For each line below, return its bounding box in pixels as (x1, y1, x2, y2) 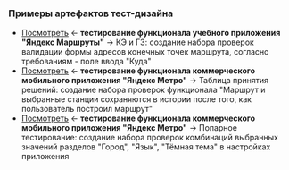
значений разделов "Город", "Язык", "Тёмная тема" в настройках (21, 141, 271, 152)
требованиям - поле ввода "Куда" (21, 56, 153, 67)
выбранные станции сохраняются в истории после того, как (21, 94, 252, 105)
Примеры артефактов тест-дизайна (8, 7, 174, 20)
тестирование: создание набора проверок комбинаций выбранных (21, 132, 278, 143)
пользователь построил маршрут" (21, 104, 153, 115)
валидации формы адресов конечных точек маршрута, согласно (21, 47, 269, 57)
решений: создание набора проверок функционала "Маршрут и (21, 84, 266, 96)
